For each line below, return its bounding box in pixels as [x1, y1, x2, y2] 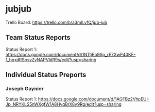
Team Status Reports [5, 33, 71, 42]
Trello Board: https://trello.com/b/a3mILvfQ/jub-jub [5, 19, 107, 25]
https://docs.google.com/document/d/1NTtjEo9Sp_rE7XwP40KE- [5, 51, 136, 57]
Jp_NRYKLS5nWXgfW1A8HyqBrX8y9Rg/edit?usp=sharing [5, 101, 122, 107]
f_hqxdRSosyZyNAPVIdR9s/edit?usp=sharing [5, 57, 97, 63]
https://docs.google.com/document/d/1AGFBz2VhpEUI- [38, 96, 150, 102]
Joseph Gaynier [5, 85, 44, 92]
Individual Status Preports [5, 71, 86, 79]
